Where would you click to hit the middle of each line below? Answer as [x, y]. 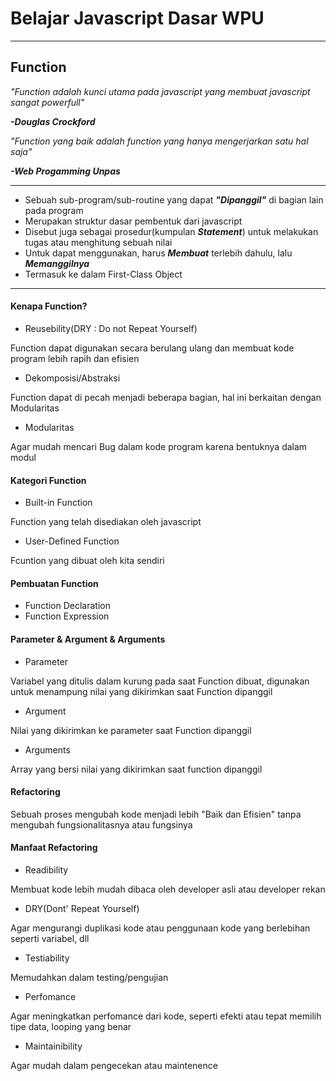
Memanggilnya [57, 263]
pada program [54, 210]
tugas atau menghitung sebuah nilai [98, 242]
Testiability [47, 958]
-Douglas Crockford [53, 121]
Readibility [46, 869]
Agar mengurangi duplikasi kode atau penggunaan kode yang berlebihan [160, 928]
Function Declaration [67, 606]
